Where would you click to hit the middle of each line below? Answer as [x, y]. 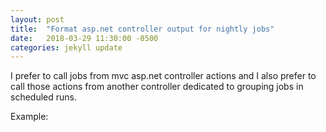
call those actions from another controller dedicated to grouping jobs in [157, 87]
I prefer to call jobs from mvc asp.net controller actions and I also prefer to [163, 76]
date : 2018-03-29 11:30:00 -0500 [84, 38]
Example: [29, 117]
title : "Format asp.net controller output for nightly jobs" [142, 29]
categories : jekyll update [66, 47]
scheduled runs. [43, 97]
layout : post [37, 19]
